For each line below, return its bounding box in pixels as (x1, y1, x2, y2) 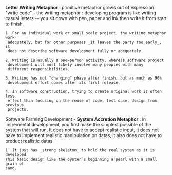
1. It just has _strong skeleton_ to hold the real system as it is (5, 148, 155, 153)
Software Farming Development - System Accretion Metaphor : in (5, 116, 146, 122)
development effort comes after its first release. (7, 80, 121, 85)
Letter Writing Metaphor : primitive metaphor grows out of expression (5, 5, 154, 10)
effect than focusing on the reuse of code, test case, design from (7, 98, 158, 103)
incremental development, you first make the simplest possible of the (5, 122, 151, 127)
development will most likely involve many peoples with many (7, 62, 144, 67)
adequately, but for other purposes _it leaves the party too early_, (7, 40, 162, 45)
